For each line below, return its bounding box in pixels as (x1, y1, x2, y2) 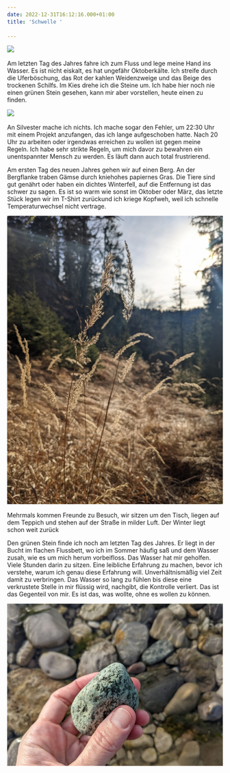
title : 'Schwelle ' (7, 18, 63, 25)
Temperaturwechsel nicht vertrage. (7, 203, 107, 211)
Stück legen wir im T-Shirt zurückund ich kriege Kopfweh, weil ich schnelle (7, 195, 219, 203)
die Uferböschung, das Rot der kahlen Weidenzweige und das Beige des (7, 74, 212, 82)
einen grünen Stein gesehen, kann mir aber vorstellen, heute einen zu (7, 89, 203, 97)
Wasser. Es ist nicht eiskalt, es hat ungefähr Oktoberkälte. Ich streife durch (7, 67, 218, 75)
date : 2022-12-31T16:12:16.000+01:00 (7, 11, 115, 18)
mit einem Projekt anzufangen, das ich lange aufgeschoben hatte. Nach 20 (7, 130, 218, 139)
